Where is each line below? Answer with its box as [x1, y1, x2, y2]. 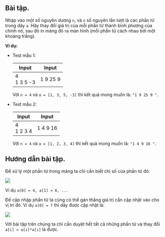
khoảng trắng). [5, 33, 36, 39]
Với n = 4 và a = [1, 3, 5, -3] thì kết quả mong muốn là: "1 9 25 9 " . [12, 92, 159, 98]
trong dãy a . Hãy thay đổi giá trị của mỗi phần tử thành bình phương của [5, 22, 153, 28]
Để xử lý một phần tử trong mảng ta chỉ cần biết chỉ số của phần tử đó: [5, 168, 151, 174]
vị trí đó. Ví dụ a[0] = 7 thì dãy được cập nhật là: [5, 202, 105, 208]
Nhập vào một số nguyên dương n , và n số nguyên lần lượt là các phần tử [5, 17, 155, 23]
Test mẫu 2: [12, 101, 37, 107]
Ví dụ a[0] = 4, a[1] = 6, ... [5, 187, 69, 193]
